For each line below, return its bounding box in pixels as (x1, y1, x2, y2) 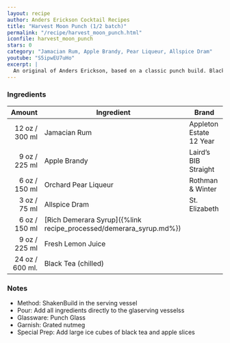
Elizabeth (189, 203, 219, 213)
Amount (10, 107, 38, 117)
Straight (189, 164, 215, 174)
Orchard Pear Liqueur (44, 179, 114, 189)
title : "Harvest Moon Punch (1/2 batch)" (7, 23, 127, 29)
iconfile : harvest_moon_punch (7, 36, 94, 42)
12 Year (189, 136, 215, 146)
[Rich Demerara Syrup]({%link (44, 215, 142, 225)
